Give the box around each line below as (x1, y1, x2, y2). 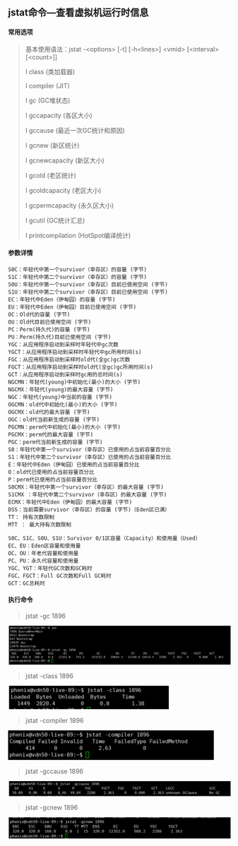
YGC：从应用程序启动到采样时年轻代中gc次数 (8, 341, 119, 348)
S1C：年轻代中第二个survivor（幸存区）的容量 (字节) (8, 273, 148, 280)
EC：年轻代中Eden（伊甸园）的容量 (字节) (8, 296, 116, 303)
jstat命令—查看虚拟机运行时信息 (8, 6, 149, 19)
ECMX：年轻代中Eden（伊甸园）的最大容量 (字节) (8, 499, 133, 506)
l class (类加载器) (25, 67, 76, 76)
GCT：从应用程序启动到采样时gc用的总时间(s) (8, 371, 123, 378)
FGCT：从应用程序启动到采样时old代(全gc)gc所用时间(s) (8, 363, 154, 371)
